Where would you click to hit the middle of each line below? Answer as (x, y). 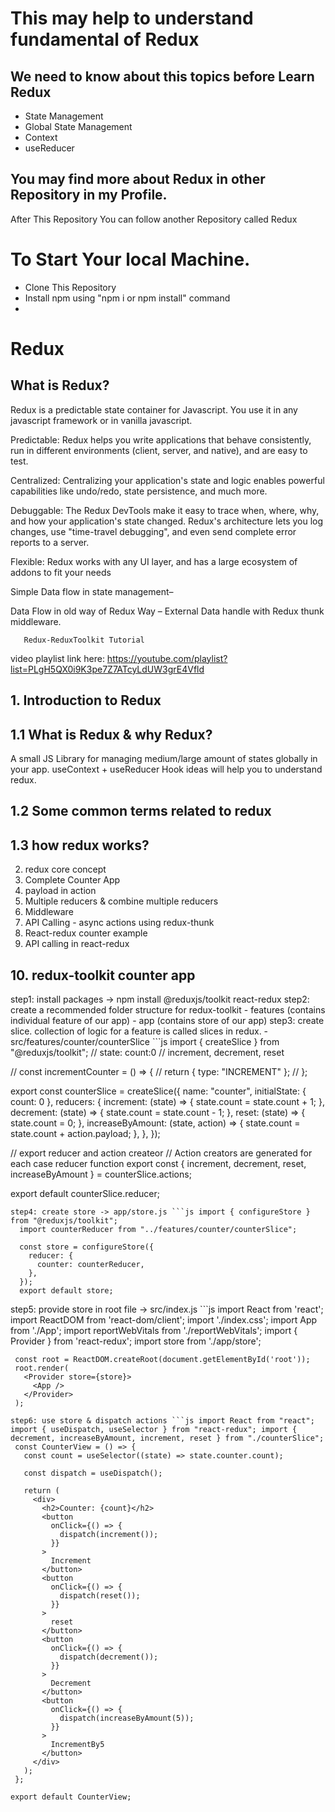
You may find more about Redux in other (138, 179)
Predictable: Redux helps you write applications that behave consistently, (161, 439)
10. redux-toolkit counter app (103, 975)
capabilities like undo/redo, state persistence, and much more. (139, 491)
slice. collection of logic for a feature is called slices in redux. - (139, 1031)
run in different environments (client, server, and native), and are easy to (159, 450)
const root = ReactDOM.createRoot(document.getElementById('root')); (162, 1359)
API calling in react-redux (77, 944)
